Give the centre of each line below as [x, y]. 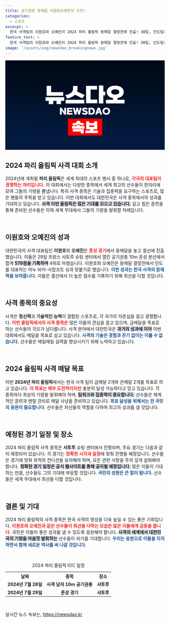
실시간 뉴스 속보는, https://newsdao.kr [44, 614]
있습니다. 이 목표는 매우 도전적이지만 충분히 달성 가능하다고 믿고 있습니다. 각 [85, 388]
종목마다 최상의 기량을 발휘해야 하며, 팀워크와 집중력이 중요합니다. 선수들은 [79, 394]
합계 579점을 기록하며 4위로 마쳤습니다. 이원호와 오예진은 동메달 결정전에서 [80, 263]
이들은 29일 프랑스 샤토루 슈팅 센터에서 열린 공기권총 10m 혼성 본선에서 [94, 257]
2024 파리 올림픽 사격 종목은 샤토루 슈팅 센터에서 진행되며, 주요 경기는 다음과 [81, 448]
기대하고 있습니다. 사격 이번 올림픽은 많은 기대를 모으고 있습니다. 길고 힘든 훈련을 [84, 204]
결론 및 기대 [22, 506]
